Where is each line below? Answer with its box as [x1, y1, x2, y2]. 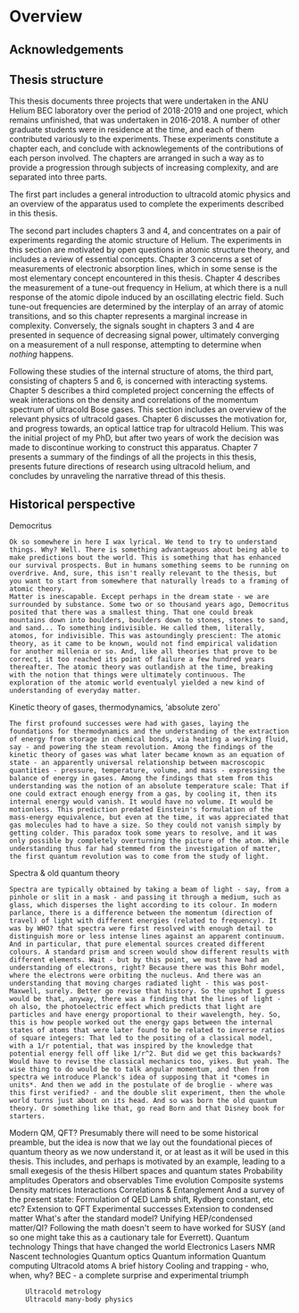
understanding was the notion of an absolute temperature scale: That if [9, 782, 290, 791]
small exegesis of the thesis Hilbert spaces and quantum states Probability [9, 1166, 284, 1176]
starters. [9, 1112, 46, 1121]
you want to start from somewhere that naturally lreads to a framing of [9, 577, 290, 586]
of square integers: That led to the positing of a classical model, [9, 1034, 274, 1043]
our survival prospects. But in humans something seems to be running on [9, 561, 290, 570]
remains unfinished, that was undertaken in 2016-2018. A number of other [9, 114, 281, 126]
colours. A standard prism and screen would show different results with [9, 947, 290, 957]
